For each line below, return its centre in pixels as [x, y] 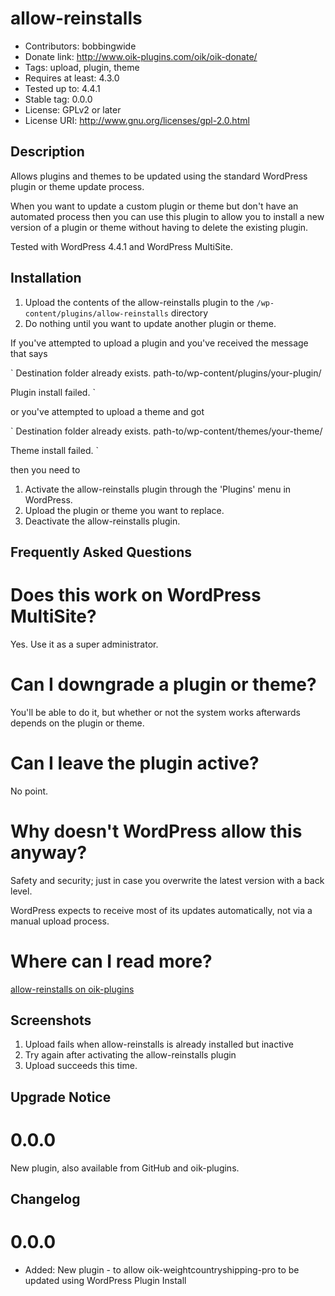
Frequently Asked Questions [101, 552]
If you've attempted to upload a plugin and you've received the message [159, 343]
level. [21, 891]
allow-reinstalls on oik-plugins [72, 989]
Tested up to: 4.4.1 [62, 88]
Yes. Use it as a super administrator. [84, 644]
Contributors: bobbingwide [80, 46]
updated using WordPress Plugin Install [105, 1281]
